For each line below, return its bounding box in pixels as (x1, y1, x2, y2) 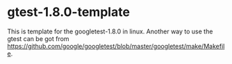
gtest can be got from (7, 34, 69, 42)
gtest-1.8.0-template (7, 4, 131, 20)
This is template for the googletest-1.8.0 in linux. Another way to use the (7, 27, 213, 35)
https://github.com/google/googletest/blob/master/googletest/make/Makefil (7, 42, 225, 50)
